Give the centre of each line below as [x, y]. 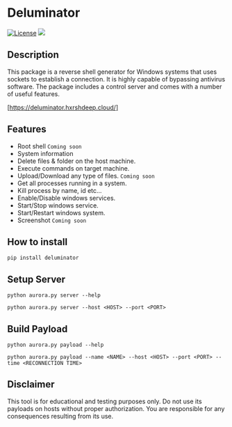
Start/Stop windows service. [58, 205]
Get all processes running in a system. [72, 183]
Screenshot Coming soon [52, 220]
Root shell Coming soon [49, 146]
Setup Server [36, 279]
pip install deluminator [43, 258]
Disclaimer [31, 385]
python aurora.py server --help [54, 295]
